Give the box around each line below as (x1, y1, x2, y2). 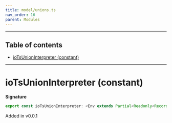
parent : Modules (5, 17, 40, 22)
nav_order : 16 (5, 12, 36, 17)
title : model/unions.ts (5, 7, 56, 13)
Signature (5, 94, 27, 100)
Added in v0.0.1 (5, 113, 38, 119)
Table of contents (5, 40, 62, 49)
